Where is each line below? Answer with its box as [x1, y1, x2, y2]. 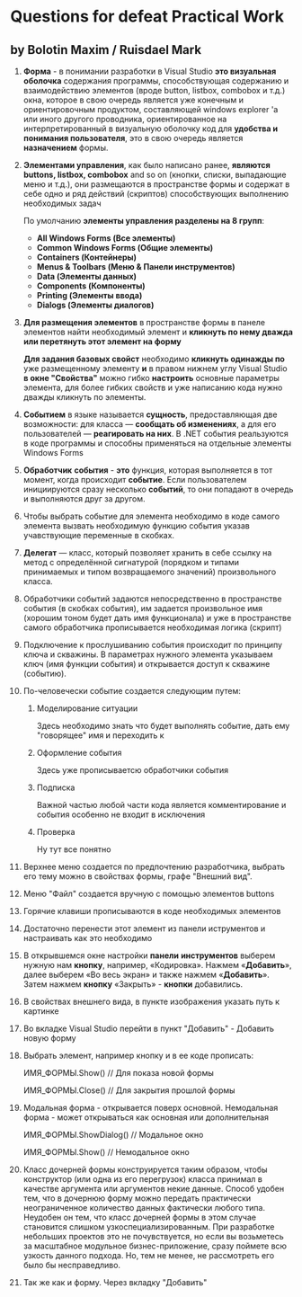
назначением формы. [22, 142, 109, 153]
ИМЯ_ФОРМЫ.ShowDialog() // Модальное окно [22, 1130, 204, 1140]
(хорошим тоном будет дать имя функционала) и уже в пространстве [22, 613, 292, 623]
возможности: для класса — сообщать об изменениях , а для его [22, 419, 277, 429]
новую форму [22, 1033, 76, 1044]
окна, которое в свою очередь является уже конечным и [22, 94, 244, 105]
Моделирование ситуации [36, 703, 138, 714]
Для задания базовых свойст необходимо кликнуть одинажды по [22, 353, 286, 364]
